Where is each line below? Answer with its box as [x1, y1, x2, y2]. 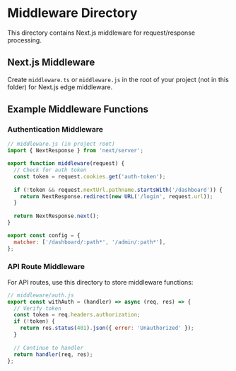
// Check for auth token [13, 166, 87, 174]
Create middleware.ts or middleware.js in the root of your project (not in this [7, 75, 230, 84]
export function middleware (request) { [7, 160, 125, 167]
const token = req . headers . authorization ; [13, 312, 141, 319]
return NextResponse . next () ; [13, 212, 100, 220]
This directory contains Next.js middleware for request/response [7, 28, 196, 37]
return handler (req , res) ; [13, 350, 93, 358]
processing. [7, 35, 42, 44]
